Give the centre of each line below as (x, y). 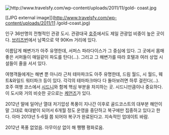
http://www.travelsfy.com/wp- (86, 18)
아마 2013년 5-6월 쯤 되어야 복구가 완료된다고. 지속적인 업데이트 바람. (80, 116)
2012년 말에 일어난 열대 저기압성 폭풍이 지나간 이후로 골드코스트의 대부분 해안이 (84, 104)
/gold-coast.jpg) (73, 23)
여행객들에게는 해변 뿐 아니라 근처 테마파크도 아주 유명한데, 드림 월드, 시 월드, (81, 74)
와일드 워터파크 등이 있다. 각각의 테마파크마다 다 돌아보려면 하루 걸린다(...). (86, 80)
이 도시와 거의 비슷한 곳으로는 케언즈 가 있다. (49, 93)
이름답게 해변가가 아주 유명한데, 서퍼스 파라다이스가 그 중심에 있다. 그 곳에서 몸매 (85, 50)
